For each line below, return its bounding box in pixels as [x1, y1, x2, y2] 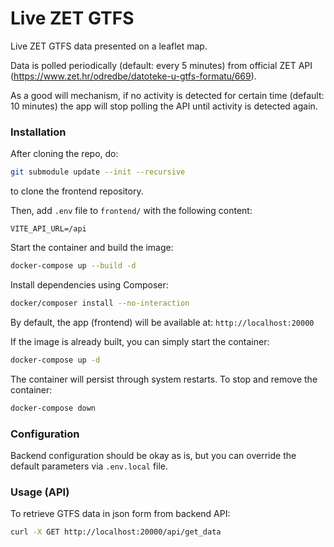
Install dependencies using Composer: [10, 278, 169, 291]
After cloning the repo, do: [10, 148, 119, 160]
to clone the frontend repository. [10, 185, 144, 197]
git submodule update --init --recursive [10, 167, 186, 177]
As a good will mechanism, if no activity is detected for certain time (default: [10, 89, 325, 101]
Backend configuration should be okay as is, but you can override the [10, 449, 297, 461]
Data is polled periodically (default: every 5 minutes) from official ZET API [10, 59, 313, 71]
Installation [10, 125, 67, 139]
